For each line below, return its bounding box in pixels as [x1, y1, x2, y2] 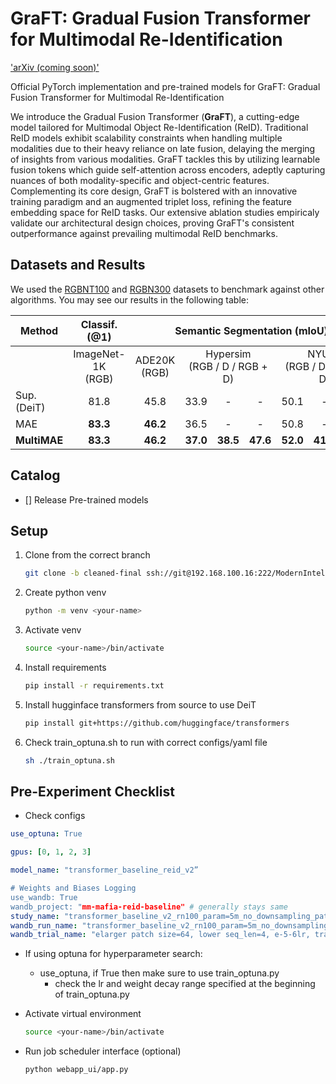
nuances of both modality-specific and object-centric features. [10, 174, 270, 186]
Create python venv [24, 587, 107, 599]
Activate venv [24, 624, 82, 636]
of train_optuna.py [54, 988, 130, 1001]
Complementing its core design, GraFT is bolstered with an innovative [10, 185, 298, 197]
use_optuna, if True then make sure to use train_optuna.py [39, 967, 280, 979]
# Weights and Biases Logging [10, 883, 137, 894]
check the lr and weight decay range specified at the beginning [54, 978, 316, 990]
